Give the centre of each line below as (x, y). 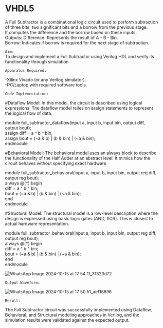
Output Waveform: (23, 283)
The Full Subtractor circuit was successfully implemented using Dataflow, (79, 309)
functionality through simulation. (37, 61)
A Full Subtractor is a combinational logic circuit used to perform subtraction (81, 22)
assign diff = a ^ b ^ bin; (29, 133)
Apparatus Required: (26, 71)
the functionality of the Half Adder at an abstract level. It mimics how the (78, 158)
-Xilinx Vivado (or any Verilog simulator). (45, 80)
